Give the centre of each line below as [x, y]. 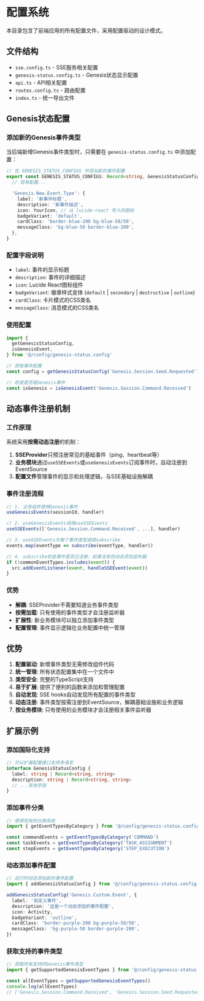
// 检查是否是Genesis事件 [36, 383]
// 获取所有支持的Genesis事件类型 [45, 965]
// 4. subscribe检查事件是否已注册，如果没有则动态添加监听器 [76, 556]
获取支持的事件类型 [34, 951]
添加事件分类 [25, 808]
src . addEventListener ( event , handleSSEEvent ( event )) [80, 568]
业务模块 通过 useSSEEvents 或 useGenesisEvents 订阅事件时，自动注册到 [101, 462]
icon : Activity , [32, 912]
